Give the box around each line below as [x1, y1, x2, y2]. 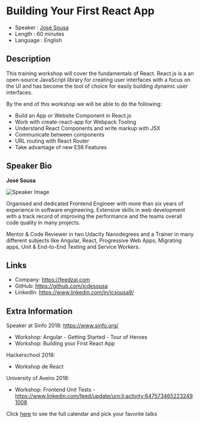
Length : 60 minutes [14, 30, 64, 37]
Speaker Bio [6, 161, 53, 171]
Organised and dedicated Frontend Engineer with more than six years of [6, 200, 184, 207]
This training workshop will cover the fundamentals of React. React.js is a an [6, 70, 194, 77]
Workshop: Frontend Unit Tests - [14, 386, 96, 393]
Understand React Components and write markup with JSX [14, 124, 161, 132]
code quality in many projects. [6, 219, 81, 226]
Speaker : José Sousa [14, 24, 69, 31]
